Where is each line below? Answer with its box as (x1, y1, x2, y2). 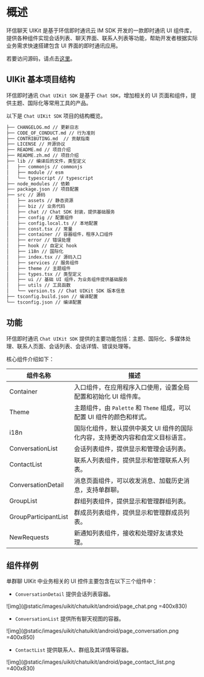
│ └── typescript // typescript (6, 175, 94, 181)
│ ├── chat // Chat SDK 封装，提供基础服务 (6, 209, 115, 215)
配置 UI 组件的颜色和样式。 (73, 412, 151, 421)
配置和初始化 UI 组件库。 (73, 392, 144, 401)
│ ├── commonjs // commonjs (6, 163, 83, 170)
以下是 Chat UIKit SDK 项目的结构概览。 (6, 112, 106, 119)
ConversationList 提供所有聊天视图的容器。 (15, 615, 124, 622)
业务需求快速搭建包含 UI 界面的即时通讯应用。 (6, 42, 121, 49)
